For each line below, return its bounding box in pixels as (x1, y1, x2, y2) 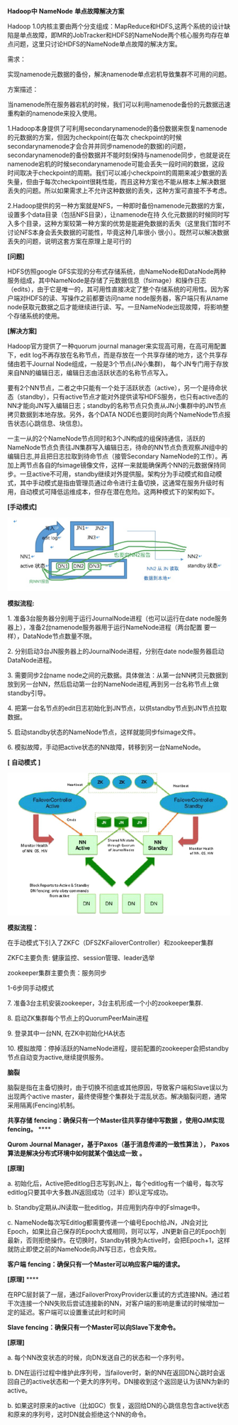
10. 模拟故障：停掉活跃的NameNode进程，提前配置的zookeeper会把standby (7, 1044, 229, 1053)
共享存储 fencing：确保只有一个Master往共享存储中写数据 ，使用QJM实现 (7, 1116, 225, 1125)
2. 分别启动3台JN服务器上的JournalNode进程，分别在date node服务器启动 (7, 647, 225, 656)
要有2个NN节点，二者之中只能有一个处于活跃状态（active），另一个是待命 (7, 384, 222, 392)
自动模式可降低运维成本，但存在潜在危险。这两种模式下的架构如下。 (19, 488, 218, 496)
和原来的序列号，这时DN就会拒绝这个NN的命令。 (7, 1410, 150, 1419)
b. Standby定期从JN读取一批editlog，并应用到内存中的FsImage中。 (7, 1203, 204, 1212)
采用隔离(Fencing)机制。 (7, 1101, 79, 1109)
